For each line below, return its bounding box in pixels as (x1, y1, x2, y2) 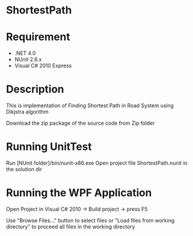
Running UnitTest (6, 140, 92, 153)
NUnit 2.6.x (14, 56, 42, 63)
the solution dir (6, 166, 43, 173)
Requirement (6, 30, 70, 44)
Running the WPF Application (6, 186, 152, 200)
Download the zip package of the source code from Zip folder (6, 119, 155, 126)
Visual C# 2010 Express (14, 62, 72, 69)
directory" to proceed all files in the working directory (6, 223, 136, 230)
